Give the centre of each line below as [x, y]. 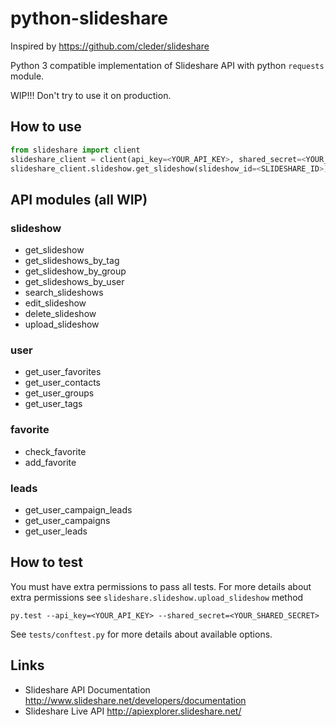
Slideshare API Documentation [87, 689]
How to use [46, 127]
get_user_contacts [62, 383]
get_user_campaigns [67, 520]
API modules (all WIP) [79, 199]
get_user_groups [59, 393]
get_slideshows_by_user [74, 282]
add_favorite [50, 462]
